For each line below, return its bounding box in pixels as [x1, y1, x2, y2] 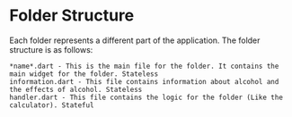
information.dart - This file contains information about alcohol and [9, 77, 279, 86]
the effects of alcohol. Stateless [9, 85, 143, 94]
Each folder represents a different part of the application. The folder [9, 35, 261, 46]
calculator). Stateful [9, 100, 94, 110]
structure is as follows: [9, 44, 93, 54]
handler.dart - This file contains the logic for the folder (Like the [9, 93, 283, 102]
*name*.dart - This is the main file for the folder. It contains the [9, 62, 279, 71]
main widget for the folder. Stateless [9, 69, 159, 79]
